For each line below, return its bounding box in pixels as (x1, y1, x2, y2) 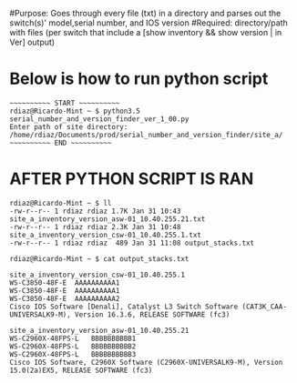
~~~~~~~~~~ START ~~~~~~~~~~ (9, 98, 120, 107)
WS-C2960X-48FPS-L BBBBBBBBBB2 (9, 341, 137, 351)
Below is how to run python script (9, 68, 269, 89)
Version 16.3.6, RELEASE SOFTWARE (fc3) (74, 309, 230, 319)
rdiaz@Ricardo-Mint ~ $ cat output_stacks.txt (9, 254, 189, 263)
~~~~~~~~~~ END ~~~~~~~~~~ (9, 138, 112, 147)
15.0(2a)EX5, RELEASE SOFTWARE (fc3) (9, 366, 153, 375)
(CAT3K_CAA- (241, 302, 287, 311)
